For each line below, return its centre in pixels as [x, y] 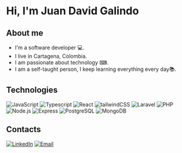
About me [25, 33]
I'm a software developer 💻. [49, 48]
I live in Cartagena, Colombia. [51, 56]
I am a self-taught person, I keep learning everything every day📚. [95, 69]
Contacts [24, 129]
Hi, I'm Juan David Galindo [73, 11]
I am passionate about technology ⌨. [62, 63]
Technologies [32, 90]
